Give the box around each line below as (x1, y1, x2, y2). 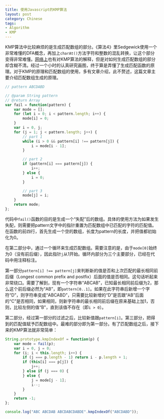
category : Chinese (5, 16, 42, 21)
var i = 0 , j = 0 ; (14, 346, 51, 351)
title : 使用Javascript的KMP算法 (5, 7, 67, 12)
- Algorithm (5, 25, 29, 30)
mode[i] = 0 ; (22, 116, 49, 121)
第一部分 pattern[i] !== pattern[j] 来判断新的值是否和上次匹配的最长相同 (5, 268, 154, 273)
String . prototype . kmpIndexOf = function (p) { (5, 337, 99, 342)
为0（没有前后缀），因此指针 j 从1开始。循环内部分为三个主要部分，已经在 (5, 251, 151, 257)
